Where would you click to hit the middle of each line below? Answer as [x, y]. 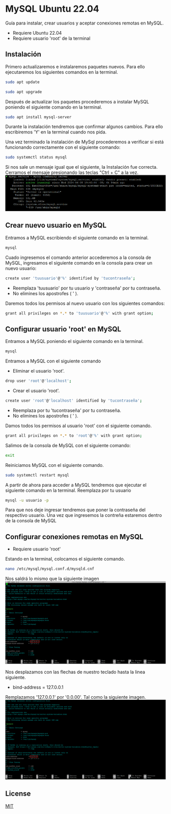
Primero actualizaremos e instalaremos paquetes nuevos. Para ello [75, 66]
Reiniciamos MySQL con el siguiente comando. [55, 465]
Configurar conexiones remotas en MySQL [74, 536]
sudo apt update [22, 82]
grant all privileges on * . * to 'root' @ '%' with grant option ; [74, 436]
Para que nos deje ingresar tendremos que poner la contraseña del [76, 510]
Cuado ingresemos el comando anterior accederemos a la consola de [78, 257]
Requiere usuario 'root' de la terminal [51, 38]
